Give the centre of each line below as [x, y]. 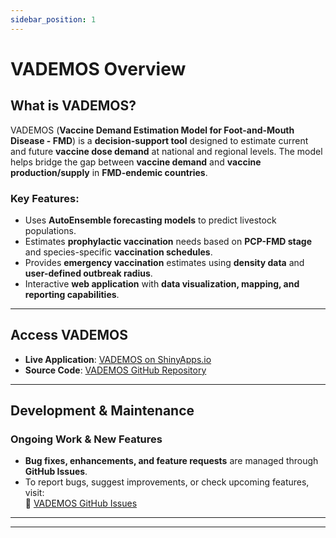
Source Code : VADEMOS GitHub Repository [115, 370]
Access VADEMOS [69, 335]
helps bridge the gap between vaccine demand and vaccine [136, 162]
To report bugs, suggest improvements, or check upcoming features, [167, 482]
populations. [50, 230]
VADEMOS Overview [98, 68]
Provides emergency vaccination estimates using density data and [164, 262]
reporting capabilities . [72, 294]
